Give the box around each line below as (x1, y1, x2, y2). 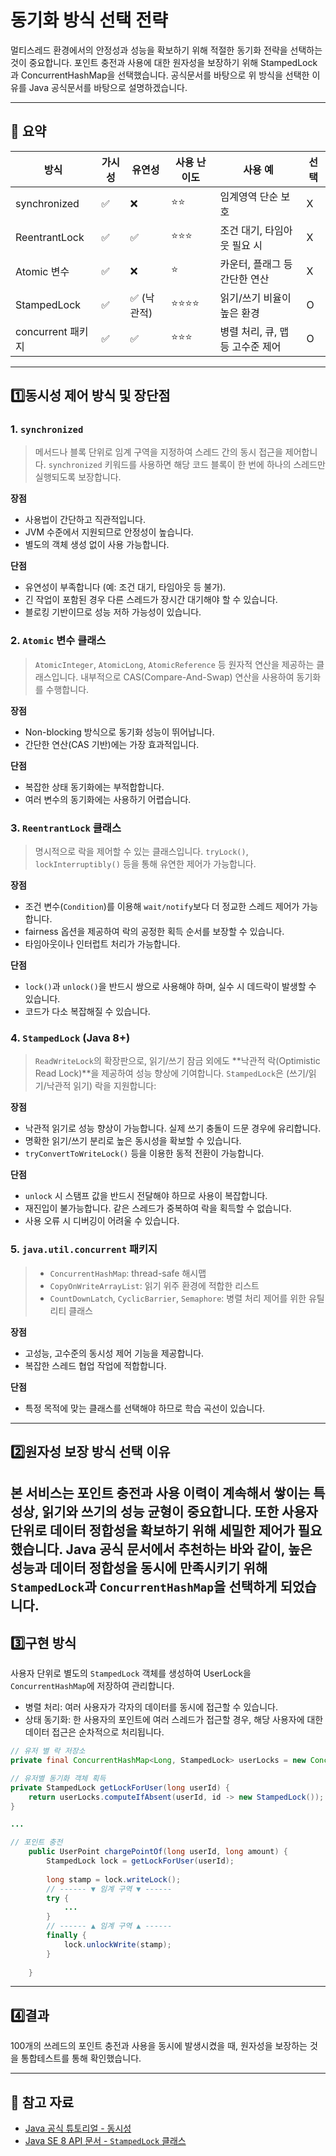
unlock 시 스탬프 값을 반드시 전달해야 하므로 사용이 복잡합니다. (24, 1190, 268, 1202)
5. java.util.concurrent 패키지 (10, 1242, 158, 1256)
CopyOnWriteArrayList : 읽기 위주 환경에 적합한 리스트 (49, 1279, 260, 1291)
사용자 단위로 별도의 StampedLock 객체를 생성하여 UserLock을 (10, 1667, 252, 1680)
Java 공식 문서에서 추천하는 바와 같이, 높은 (65, 1541, 313, 1558)
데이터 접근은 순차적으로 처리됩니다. (24, 1726, 165, 1738)
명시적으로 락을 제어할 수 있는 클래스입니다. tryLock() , (34, 846, 249, 858)
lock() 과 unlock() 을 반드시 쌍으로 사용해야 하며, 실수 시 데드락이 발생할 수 (24, 981, 317, 993)
